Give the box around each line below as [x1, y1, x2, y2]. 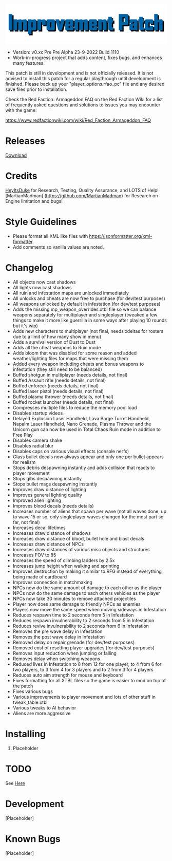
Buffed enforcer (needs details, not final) [12, 382, 99, 389]
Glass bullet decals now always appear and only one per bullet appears [12, 454, 164, 460]
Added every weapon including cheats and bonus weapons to [12, 361, 144, 367]
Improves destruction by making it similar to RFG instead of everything [12, 568, 162, 574]
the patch [12, 683, 33, 689]
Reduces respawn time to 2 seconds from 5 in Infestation [12, 612, 134, 618]
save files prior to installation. [5, 86, 68, 92]
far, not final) [12, 519, 40, 525]
